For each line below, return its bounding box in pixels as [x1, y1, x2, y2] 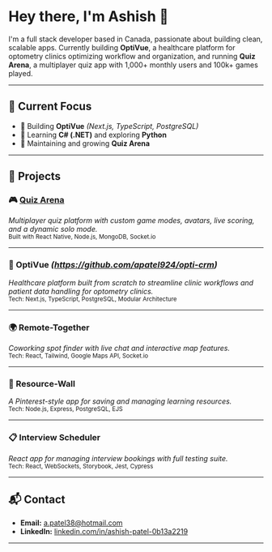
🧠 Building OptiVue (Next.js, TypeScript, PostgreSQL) [19, 121, 199, 131]
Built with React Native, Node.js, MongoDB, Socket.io [8, 233, 156, 242]
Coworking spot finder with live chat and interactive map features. [8, 344, 231, 353]
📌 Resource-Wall [8, 378, 75, 389]
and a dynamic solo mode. [8, 225, 98, 234]
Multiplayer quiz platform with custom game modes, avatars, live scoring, [8, 216, 255, 225]
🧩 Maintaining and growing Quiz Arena [19, 138, 151, 148]
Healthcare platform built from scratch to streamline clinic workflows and [8, 277, 253, 287]
